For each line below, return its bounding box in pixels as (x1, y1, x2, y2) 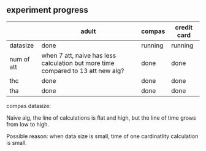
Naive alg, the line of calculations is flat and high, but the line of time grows (6, 114, 196, 122)
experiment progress (6, 5, 89, 15)
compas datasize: (6, 102, 51, 109)
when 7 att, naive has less (41, 51, 116, 60)
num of (9, 55, 30, 63)
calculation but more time (41, 58, 115, 67)
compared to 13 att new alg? (41, 66, 124, 75)
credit (175, 23, 193, 31)
